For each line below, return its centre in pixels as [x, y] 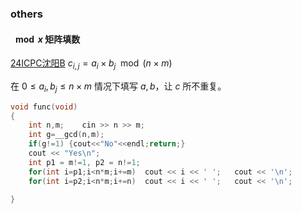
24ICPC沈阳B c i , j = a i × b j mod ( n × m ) [91, 64]
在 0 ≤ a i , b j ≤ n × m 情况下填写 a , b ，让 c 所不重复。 [118, 87]
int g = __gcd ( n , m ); [66, 135]
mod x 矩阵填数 [47, 39]
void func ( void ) [44, 107]
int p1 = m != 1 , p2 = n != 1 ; [84, 162]
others [26, 14]
